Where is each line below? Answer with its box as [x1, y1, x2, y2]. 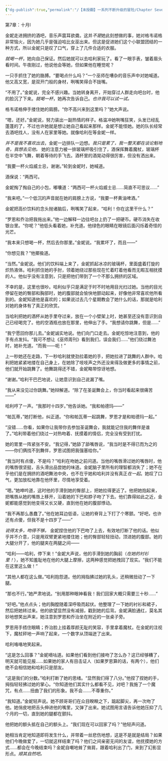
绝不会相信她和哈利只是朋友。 [5, 664, 66, 670]
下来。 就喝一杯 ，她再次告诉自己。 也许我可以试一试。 [22, 96, 132, 102]
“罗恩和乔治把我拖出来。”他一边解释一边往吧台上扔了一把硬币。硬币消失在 [5, 216, 156, 222]
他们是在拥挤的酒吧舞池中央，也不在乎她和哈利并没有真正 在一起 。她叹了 [9, 470, 158, 476]
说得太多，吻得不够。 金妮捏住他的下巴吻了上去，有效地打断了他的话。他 [5, 527, 155, 533]
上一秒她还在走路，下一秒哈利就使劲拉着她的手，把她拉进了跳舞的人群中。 [5, 353, 158, 359]
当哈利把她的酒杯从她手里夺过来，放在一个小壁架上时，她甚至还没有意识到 [5, 313, 158, 319]
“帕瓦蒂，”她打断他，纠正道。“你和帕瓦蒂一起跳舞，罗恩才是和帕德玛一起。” [5, 413, 157, 419]
